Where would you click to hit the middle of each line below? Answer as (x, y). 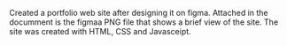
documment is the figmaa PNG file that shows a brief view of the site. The (144, 22)
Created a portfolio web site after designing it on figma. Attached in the (139, 13)
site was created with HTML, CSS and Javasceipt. (101, 31)
